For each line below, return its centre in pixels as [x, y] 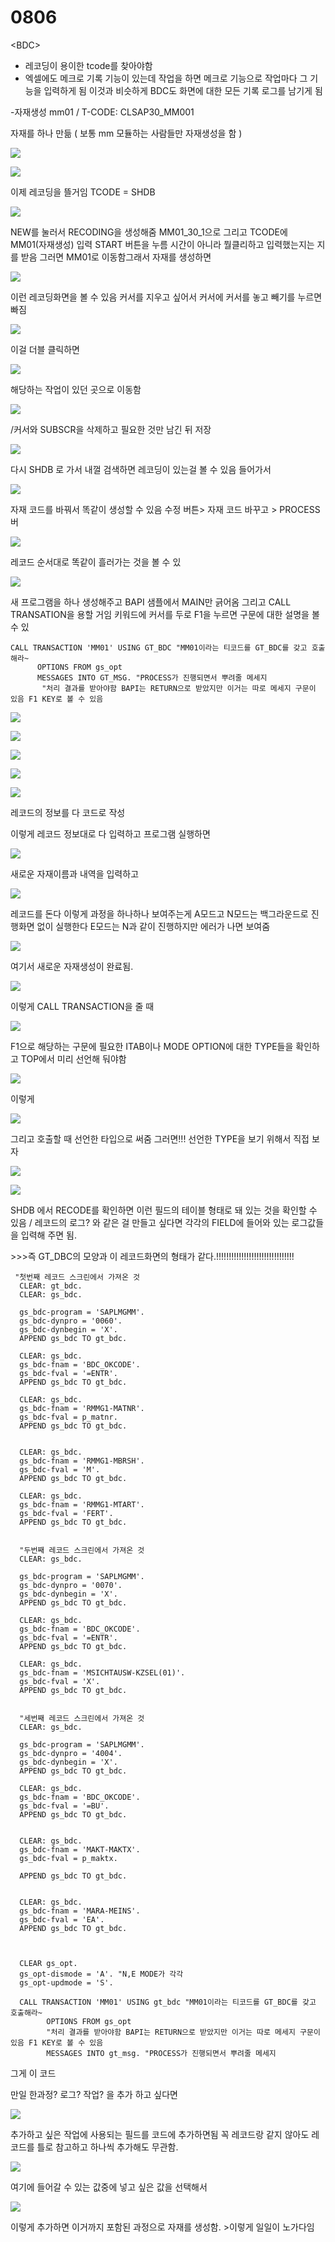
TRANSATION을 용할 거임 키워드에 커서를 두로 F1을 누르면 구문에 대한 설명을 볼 [165, 614]
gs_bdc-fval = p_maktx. [68, 1858]
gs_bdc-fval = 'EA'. [62, 1919]
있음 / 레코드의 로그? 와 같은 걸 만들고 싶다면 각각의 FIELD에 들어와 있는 [150, 1222]
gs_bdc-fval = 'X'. [60, 1681]
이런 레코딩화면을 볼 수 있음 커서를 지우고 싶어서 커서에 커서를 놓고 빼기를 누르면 [166, 297]
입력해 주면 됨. [49, 1235]
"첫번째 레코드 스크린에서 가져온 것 [77, 1277]
